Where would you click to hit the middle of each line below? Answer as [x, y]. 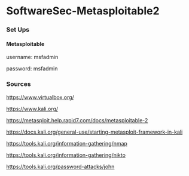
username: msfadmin [32, 57]
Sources [19, 84]
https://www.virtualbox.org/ [40, 97]
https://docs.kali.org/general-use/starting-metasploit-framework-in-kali [94, 132]
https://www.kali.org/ [32, 109]
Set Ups [18, 30]
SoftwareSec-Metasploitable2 [83, 11]
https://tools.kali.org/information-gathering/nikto [66, 155]
